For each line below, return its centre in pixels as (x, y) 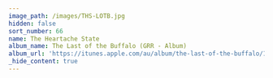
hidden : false (32, 24)
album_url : (27, 54)
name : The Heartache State (54, 39)
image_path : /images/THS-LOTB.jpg (67, 16)
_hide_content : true (43, 62)
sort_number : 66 (36, 31)
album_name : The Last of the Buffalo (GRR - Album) (97, 46)
